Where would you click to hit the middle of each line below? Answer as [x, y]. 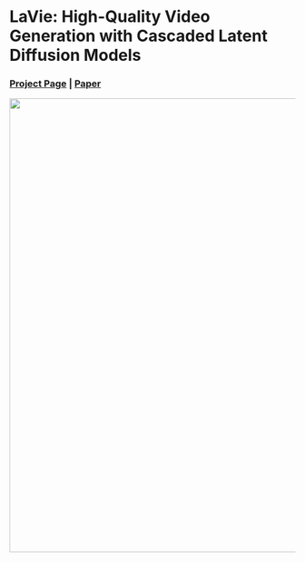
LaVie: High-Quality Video [110, 17]
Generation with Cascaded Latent [138, 36]
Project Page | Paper [55, 84]
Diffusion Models [75, 55]
